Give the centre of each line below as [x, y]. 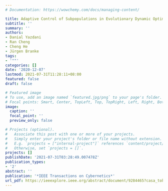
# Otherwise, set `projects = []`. [44, 148]
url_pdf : [14, 181]
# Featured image [23, 93]
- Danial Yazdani [23, 37]
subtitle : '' [19, 23]
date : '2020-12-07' [25, 70]
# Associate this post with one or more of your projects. [70, 134]
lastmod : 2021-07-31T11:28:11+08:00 [43, 75]
